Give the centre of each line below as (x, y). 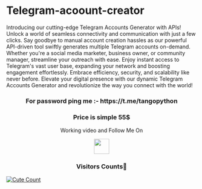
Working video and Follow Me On (102, 130)
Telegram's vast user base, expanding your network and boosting (88, 66)
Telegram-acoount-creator (75, 11)
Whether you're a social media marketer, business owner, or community (96, 53)
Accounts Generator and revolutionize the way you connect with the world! (99, 85)
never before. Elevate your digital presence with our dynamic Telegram (95, 79)
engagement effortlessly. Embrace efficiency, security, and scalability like (98, 72)
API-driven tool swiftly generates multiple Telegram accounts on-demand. (98, 47)
